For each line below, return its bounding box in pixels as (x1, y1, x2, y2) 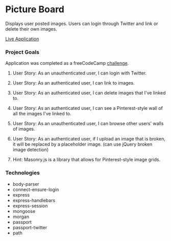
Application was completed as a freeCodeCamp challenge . (5, 60, 129, 66)
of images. (12, 126, 35, 132)
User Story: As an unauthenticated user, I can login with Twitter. (12, 70, 147, 76)
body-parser (12, 181, 39, 187)
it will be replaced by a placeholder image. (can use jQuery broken (12, 141, 153, 148)
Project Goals (5, 49, 40, 56)
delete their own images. (5, 26, 57, 32)
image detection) (12, 147, 49, 153)
